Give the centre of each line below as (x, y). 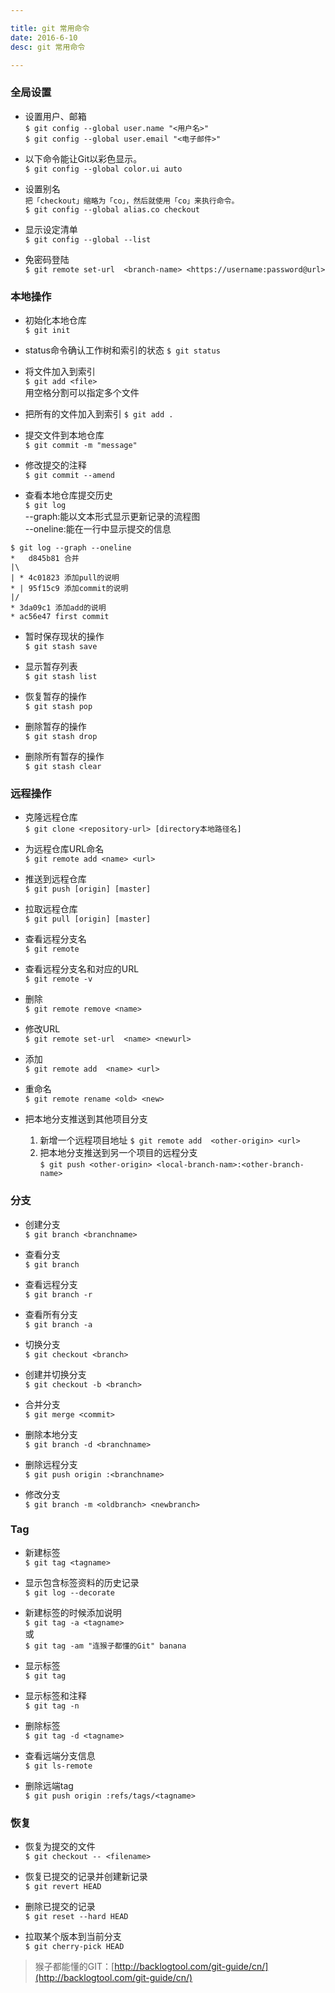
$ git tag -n (52, 1706)
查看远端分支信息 (60, 1755)
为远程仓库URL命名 (64, 849)
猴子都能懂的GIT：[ (74, 1967)
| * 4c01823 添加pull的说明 (65, 577)
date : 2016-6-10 (44, 37)
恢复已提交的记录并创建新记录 (86, 1877)
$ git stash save (61, 646)
